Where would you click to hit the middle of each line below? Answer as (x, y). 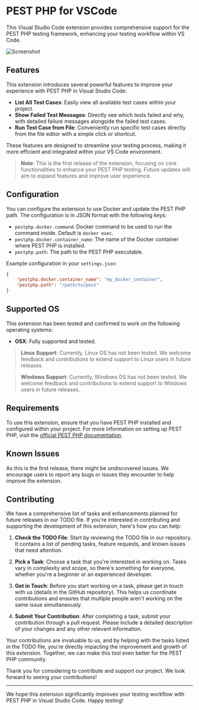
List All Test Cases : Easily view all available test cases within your (95, 102)
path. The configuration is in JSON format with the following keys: (86, 215)
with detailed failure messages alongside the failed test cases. (91, 121)
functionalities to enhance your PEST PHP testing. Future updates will (105, 169)
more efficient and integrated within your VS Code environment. (84, 151)
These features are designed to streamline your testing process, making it (96, 145)
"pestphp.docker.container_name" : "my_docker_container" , (90, 280)
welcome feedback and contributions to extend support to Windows (104, 383)
